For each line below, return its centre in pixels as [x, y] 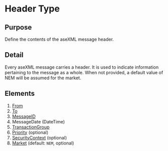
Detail [14, 55]
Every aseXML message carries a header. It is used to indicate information [82, 67]
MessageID [24, 116]
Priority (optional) [30, 132]
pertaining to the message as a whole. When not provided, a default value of [84, 72]
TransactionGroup [31, 127]
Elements [20, 94]
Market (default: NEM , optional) [43, 143]
